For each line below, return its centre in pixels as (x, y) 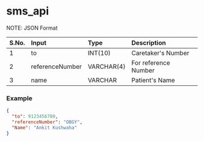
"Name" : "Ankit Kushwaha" (45, 127)
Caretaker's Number (160, 53)
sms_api (28, 11)
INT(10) (99, 53)
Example (19, 98)
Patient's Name (153, 80)
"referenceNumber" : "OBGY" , (47, 122)
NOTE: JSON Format (32, 28)
